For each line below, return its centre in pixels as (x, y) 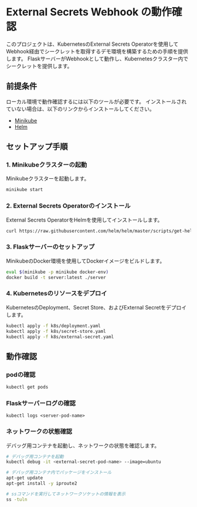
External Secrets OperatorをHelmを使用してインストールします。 (84, 220)
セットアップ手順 (37, 147)
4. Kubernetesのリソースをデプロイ (57, 294)
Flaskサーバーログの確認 (41, 403)
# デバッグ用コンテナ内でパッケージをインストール (59, 472)
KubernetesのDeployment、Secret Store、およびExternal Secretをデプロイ (96, 307)
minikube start (25, 190)
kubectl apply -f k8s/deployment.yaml (53, 326)
